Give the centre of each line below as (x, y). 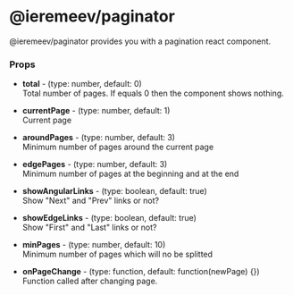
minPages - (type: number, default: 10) (94, 245)
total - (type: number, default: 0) (82, 84)
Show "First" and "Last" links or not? (89, 228)
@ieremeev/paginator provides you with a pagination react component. (140, 41)
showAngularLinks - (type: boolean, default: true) (114, 191)
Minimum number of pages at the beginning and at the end (130, 174)
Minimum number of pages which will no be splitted (117, 254)
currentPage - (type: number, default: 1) (96, 111)
